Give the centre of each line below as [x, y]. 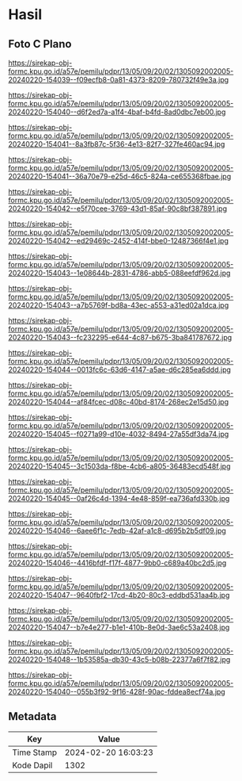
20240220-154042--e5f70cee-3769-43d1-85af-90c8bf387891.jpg [118, 209]
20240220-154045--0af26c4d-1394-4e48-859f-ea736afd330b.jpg [119, 498]
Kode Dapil [32, 765]
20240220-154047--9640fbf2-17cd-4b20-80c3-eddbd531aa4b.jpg [119, 595]
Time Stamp [35, 752]
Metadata [32, 716]
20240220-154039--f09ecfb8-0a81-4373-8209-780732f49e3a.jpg [119, 80]
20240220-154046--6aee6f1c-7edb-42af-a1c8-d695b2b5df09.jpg [117, 530]
